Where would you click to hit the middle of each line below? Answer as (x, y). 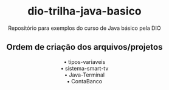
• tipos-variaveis (84, 61)
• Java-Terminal (84, 75)
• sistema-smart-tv (84, 68)
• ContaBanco (84, 81)
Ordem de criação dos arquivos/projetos (84, 47)
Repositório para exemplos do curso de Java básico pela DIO (84, 28)
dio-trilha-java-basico (84, 11)
